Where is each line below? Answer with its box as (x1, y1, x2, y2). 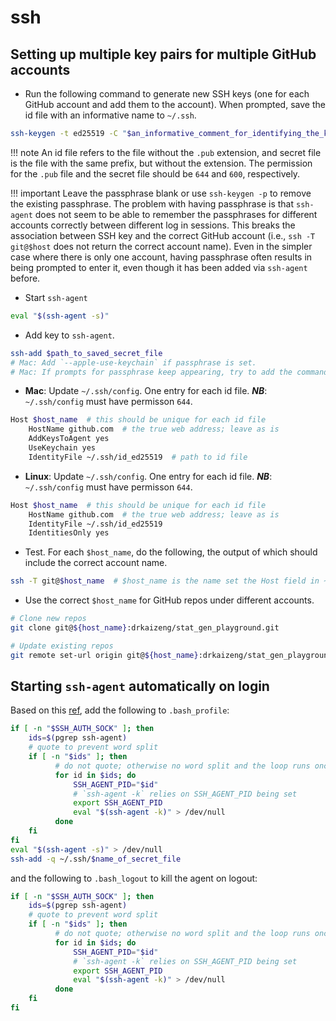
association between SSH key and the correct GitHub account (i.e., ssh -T (10, 229, 316, 241)
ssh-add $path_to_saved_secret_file (10, 348, 163, 358)
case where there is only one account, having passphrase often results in (10, 251, 313, 263)
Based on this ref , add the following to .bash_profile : (10, 704, 230, 716)
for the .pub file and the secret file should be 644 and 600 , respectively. (10, 167, 301, 180)
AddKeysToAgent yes (28, 434, 110, 444)
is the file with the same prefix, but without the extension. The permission (10, 157, 313, 169)
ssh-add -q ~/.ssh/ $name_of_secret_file (10, 854, 182, 864)
